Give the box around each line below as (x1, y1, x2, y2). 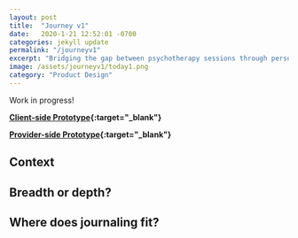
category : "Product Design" (9, 71, 114, 80)
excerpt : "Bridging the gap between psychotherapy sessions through (9, 54, 268, 63)
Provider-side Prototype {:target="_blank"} (9, 129, 172, 140)
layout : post (9, 12, 58, 22)
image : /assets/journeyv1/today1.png (9, 63, 149, 72)
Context (9, 155, 55, 170)
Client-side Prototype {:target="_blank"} (9, 111, 162, 122)
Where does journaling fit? (9, 214, 160, 230)
